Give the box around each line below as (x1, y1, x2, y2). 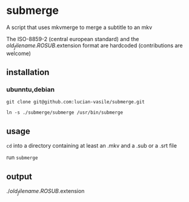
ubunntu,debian (6, 85, 55, 94)
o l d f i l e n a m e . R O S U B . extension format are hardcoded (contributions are (6, 42, 183, 50)
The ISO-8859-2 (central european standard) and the (6, 35, 139, 42)
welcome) (6, 50, 31, 57)
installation (6, 67, 50, 77)
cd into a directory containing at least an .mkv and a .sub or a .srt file (6, 142, 177, 149)
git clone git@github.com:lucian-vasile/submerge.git (6, 99, 145, 105)
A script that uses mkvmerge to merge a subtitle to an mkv (6, 24, 153, 31)
